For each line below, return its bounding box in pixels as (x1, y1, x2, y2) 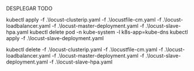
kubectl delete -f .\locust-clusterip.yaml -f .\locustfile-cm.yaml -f (6, 46, 163, 53)
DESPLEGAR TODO (6, 5, 53, 12)
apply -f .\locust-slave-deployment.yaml (6, 35, 104, 41)
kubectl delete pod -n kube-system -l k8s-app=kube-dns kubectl (29, 29, 188, 35)
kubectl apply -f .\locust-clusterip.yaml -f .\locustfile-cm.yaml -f (6, 16, 162, 23)
